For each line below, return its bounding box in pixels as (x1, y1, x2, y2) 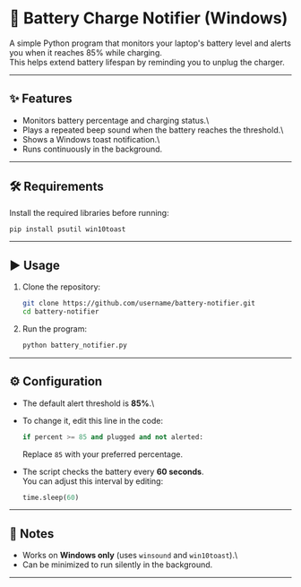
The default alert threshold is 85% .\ (21, 398, 155, 409)
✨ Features (9, 91, 73, 107)
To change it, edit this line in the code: (21, 415, 164, 426)
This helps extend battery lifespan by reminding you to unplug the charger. (9, 56, 285, 67)
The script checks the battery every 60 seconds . (21, 466, 204, 477)
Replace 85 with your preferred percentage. (21, 448, 184, 460)
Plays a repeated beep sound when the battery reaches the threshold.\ (21, 125, 284, 135)
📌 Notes (9, 526, 55, 541)
